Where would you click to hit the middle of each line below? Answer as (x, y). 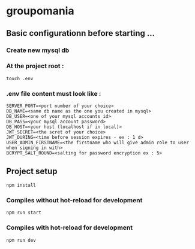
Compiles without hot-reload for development (74, 200)
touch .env (20, 78)
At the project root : (35, 66)
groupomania (40, 11)
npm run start (24, 213)
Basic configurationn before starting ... (81, 33)
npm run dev (21, 240)
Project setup (32, 171)
